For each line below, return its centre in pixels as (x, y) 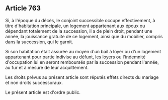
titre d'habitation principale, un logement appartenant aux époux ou (75, 26)
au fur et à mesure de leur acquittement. (47, 67)
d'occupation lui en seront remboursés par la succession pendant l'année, (82, 62)
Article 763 (23, 8)
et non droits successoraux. (34, 82)
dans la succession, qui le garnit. (39, 42)
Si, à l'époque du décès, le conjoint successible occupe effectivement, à (80, 20)
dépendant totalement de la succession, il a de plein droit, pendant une (79, 31)
